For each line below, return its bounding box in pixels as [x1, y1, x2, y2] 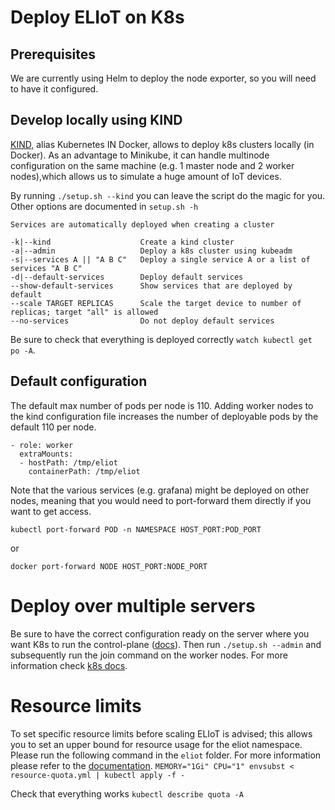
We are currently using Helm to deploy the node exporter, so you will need [10, 72, 317, 84]
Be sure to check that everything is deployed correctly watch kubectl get [10, 333, 313, 345]
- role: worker [10, 440, 74, 450]
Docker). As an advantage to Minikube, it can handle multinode [10, 149, 270, 161]
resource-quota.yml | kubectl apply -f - [10, 770, 186, 780]
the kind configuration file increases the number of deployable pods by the [10, 410, 319, 422]
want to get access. [10, 505, 92, 517]
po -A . [10, 344, 36, 356]
